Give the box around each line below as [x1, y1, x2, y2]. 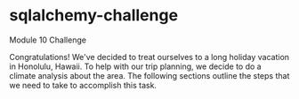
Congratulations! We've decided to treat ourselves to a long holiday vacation [9, 51, 290, 62]
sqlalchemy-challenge [9, 5, 179, 26]
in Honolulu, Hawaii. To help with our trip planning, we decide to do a [9, 61, 262, 72]
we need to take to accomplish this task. [9, 80, 158, 90]
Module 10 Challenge [9, 34, 87, 45]
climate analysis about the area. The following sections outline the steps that [9, 70, 290, 80]
